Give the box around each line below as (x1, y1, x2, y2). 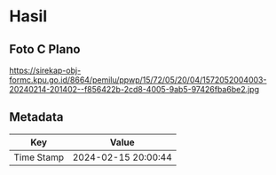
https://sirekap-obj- (9, 65, 82, 76)
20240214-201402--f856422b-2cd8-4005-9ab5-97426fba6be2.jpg (9, 84, 260, 94)
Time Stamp (13, 151, 65, 163)
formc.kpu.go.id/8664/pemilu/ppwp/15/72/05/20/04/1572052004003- (9, 75, 267, 85)
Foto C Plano (9, 42, 81, 57)
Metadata (9, 109, 64, 125)
